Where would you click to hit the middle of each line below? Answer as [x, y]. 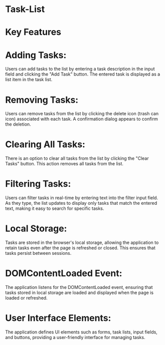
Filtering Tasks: [38, 184]
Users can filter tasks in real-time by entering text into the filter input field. [82, 198]
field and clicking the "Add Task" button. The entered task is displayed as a [83, 74]
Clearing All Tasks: [45, 144]
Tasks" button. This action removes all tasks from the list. [64, 164]
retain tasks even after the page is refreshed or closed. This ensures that [80, 248]
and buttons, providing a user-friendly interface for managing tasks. [75, 337]
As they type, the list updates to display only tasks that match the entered [81, 203]
